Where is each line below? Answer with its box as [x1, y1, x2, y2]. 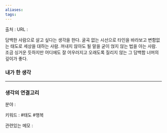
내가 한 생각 [5, 69, 31, 76]
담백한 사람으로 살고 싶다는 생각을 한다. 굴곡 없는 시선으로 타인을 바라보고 [5, 37, 147, 43]
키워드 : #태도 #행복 [5, 112, 44, 118]
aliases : [5, 7, 23, 12]
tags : [5, 12, 16, 17]
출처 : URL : [5, 26, 28, 32]
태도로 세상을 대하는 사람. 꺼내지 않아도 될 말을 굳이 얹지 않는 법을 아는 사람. [10, 43, 158, 49]
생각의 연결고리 [5, 89, 40, 96]
